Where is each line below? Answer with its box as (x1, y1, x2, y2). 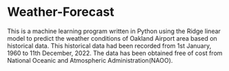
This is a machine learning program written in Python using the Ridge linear (7, 27, 221, 35)
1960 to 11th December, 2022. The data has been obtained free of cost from (7, 49, 223, 57)
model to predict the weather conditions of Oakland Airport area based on (7, 34, 217, 42)
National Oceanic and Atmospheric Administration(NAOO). (7, 56, 173, 64)
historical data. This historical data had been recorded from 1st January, (7, 41, 212, 50)
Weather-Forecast (7, 4, 114, 20)
